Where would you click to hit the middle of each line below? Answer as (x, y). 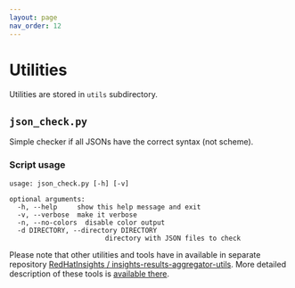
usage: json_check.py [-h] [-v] (69, 184)
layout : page (33, 17)
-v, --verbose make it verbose (78, 215)
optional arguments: (48, 199)
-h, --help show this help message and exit (109, 207)
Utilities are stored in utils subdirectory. (83, 95)
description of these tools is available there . (90, 274)
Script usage (37, 165)
